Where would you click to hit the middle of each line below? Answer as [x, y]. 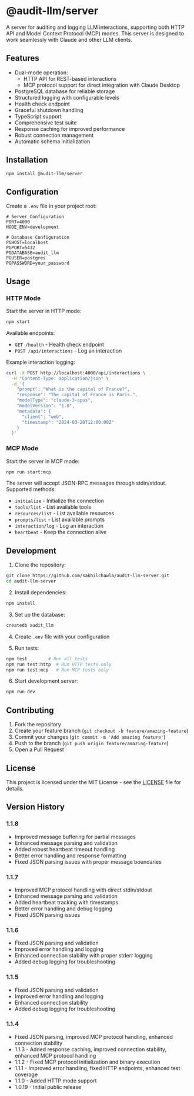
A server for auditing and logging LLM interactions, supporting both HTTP [96, 27]
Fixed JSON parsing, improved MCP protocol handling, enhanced [94, 1036]
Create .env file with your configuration [62, 636]
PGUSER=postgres [26, 258]
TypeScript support [38, 116]
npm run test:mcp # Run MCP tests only [58, 670]
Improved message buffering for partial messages [75, 837]
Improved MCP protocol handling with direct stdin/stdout [83, 890]
